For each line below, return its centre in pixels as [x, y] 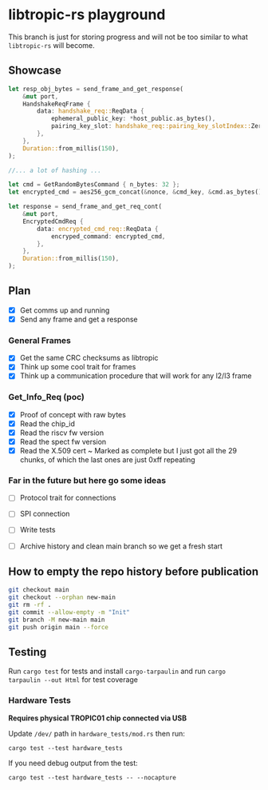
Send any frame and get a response [79, 319]
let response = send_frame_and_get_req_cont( [85, 207]
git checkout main [39, 590]
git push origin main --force [59, 627]
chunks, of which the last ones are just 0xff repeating [107, 460]
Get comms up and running [65, 310]
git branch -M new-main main [57, 620]
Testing [28, 652]
